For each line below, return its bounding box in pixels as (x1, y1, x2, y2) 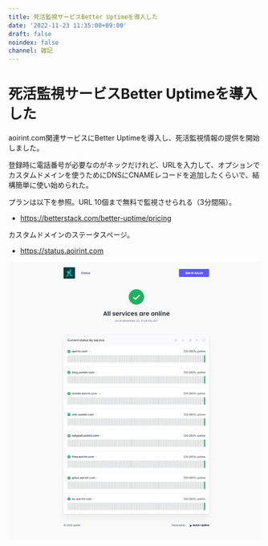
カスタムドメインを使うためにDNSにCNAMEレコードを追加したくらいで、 (8, 170, 253, 180)
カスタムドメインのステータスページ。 (8, 230, 135, 240)
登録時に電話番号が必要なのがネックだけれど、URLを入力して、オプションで (8, 161, 261, 170)
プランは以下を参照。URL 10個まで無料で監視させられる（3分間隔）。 (8, 198, 237, 207)
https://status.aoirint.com (19, 246, 104, 256)
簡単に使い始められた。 (14, 181, 93, 190)
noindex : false (8, 39, 59, 47)
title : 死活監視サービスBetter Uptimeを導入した (8, 13, 158, 21)
